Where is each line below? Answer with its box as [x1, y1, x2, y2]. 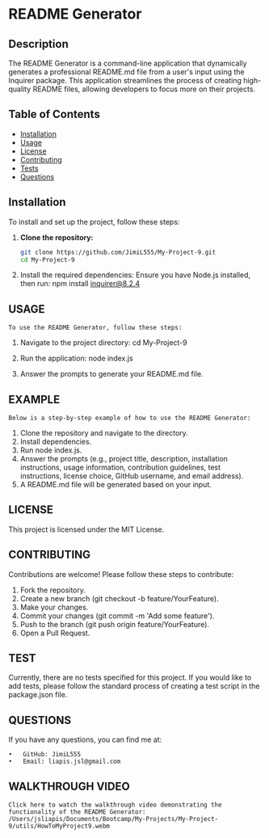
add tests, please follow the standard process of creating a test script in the [8, 681, 260, 691]
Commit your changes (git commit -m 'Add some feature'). [19, 611, 215, 621]
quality [8, 84, 32, 94]
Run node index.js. [19, 445, 82, 455]
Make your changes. [19, 602, 89, 612]
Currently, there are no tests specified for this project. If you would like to [8, 672, 252, 683]
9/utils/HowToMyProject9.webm [8, 822, 111, 831]
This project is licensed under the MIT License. [8, 524, 165, 534]
